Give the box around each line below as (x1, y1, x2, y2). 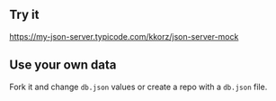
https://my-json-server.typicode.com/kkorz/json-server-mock (9, 31, 239, 41)
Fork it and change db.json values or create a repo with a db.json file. (9, 81, 268, 92)
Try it (9, 7, 40, 23)
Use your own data (9, 58, 117, 73)
